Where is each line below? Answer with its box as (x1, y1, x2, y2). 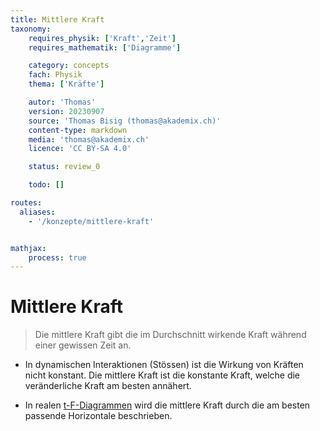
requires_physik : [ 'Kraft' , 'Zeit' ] (28, 33, 177, 43)
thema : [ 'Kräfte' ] (28, 79, 105, 90)
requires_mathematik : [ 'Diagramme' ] (28, 42, 182, 53)
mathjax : (10, 243, 47, 253)
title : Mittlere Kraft (10, 14, 105, 25)
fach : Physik (28, 70, 83, 80)
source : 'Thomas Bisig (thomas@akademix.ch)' (28, 116, 222, 126)
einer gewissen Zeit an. (34, 339, 132, 351)
